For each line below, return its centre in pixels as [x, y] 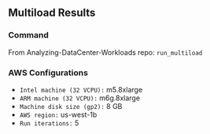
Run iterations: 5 [49, 123]
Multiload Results [52, 13]
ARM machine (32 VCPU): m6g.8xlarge [79, 98]
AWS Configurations [48, 72]
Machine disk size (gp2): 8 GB [71, 106]
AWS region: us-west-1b [58, 114]
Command [28, 35]
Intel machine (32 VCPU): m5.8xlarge [81, 89]
